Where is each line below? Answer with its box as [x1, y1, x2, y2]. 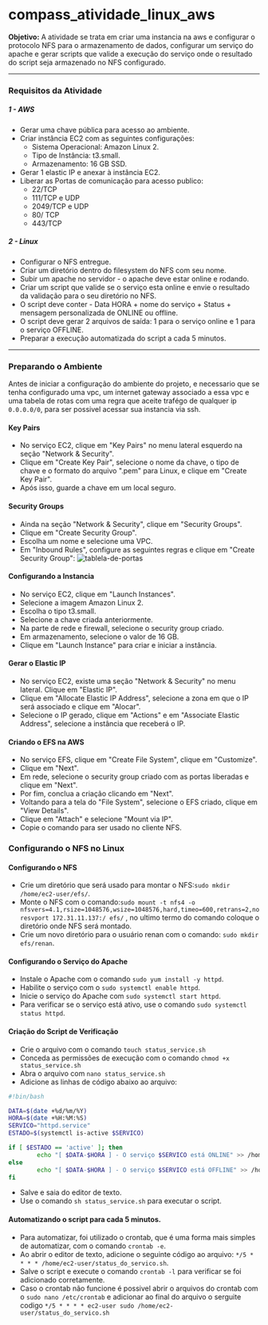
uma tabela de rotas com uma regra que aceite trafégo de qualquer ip [8, 396, 237, 405]
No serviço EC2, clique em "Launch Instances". [19, 589, 175, 599]
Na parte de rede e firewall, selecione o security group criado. [19, 623, 225, 633]
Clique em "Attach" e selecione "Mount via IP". [19, 814, 173, 824]
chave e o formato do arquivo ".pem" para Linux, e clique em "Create [19, 466, 247, 476]
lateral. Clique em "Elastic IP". [19, 684, 118, 694]
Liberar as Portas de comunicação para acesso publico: [19, 176, 203, 186]
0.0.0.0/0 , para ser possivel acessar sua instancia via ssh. [8, 405, 201, 414]
